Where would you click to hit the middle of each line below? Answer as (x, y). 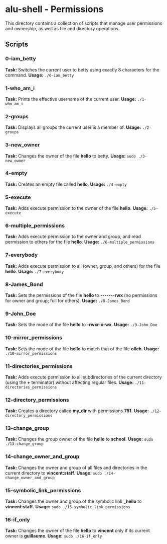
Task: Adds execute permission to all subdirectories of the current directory (83, 377)
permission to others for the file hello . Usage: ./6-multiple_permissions (80, 242)
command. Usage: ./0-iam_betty (40, 75)
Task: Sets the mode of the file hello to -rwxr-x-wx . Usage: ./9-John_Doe (81, 325)
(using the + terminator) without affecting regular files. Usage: (69, 382)
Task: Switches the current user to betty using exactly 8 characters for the (82, 69)
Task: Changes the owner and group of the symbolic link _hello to (73, 501)
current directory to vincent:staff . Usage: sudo (54, 473)
